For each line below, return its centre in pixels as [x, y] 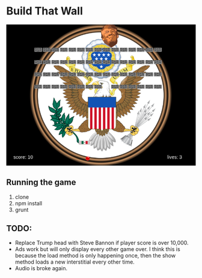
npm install [29, 203]
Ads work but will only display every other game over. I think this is [97, 249]
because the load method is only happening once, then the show [95, 256]
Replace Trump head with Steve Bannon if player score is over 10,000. [102, 243]
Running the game [41, 182]
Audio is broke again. [41, 268]
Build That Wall [44, 11]
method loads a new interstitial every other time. [75, 262]
